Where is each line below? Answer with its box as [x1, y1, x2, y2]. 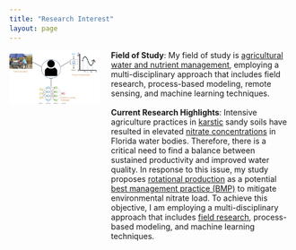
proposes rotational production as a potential [110, 173, 277, 184]
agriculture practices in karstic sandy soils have [110, 116, 287, 127]
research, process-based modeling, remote [110, 78, 272, 89]
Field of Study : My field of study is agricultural [110, 49, 284, 60]
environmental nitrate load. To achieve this [110, 193, 268, 203]
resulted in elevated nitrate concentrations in [110, 125, 276, 136]
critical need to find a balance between [110, 144, 256, 156]
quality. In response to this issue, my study [110, 164, 269, 175]
